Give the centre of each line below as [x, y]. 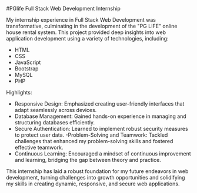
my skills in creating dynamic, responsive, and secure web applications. [93, 184]
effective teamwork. [39, 147]
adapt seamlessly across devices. [56, 110]
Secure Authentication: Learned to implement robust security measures [101, 129]
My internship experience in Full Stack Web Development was [81, 20]
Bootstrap [26, 69]
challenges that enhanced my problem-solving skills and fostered [94, 141]
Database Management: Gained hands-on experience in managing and [100, 116]
